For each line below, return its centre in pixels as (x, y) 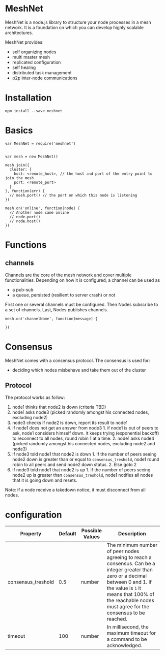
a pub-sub (23, 290)
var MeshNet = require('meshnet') (41, 143)
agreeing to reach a (129, 557)
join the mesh (20, 178)
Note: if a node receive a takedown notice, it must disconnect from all (75, 490)
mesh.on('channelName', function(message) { (51, 319)
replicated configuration (37, 62)
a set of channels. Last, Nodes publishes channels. (56, 310)
